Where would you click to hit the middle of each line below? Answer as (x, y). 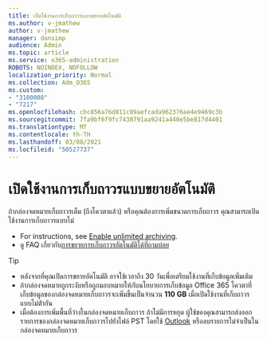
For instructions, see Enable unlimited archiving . (98, 236)
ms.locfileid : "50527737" (51, 149)
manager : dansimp (37, 38)
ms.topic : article (39, 53)
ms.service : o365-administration (64, 61)
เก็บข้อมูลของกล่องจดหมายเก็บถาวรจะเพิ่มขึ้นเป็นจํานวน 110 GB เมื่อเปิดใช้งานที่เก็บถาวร (135, 294)
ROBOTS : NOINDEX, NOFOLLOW (53, 68)
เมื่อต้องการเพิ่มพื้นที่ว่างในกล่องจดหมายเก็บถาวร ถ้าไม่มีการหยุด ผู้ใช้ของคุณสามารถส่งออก (136, 312)
